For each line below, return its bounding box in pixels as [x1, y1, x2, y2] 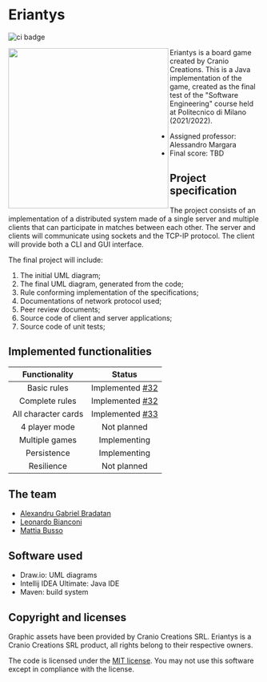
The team [8, 487, 58, 501]
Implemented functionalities [8, 345, 152, 358]
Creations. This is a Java [169, 64, 251, 74]
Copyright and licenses [8, 611, 127, 624]
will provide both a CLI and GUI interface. [8, 239, 144, 249]
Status [111, 369, 137, 380]
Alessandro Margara [169, 139, 237, 149]
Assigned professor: [169, 131, 237, 141]
